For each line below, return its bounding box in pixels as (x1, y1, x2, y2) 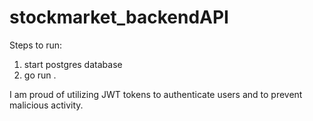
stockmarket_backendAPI (9, 6, 229, 29)
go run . (23, 69, 57, 81)
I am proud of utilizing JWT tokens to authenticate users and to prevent (9, 88, 303, 100)
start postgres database (23, 58, 123, 70)
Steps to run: (9, 39, 63, 51)
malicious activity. (9, 99, 84, 111)
